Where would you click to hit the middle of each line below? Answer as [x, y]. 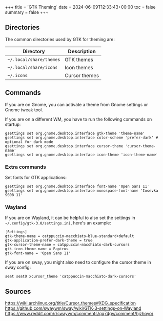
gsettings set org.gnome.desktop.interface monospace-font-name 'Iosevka [82, 191]
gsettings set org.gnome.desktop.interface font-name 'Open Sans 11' [77, 186]
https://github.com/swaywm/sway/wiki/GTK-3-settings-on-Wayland [73, 308]
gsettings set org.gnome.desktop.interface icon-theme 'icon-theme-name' [82, 155]
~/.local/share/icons [32, 67]
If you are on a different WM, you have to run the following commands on [79, 119]
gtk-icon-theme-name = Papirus [37, 249]
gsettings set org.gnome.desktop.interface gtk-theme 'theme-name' [75, 133]
